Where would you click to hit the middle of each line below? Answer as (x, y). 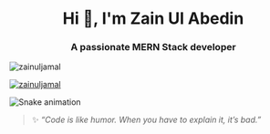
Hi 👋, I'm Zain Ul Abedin (153, 19)
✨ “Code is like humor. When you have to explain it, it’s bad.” (146, 120)
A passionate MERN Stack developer (153, 47)
